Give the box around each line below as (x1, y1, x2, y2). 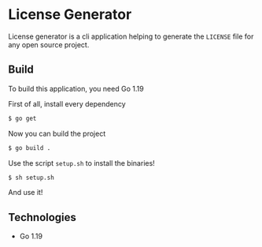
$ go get (8, 114, 37, 122)
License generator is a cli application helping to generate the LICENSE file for (8, 32, 254, 41)
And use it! (8, 188, 43, 197)
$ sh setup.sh (8, 174, 55, 182)
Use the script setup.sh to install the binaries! (8, 158, 155, 167)
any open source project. (8, 39, 90, 49)
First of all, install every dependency (8, 99, 126, 108)
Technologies (8, 211, 77, 224)
